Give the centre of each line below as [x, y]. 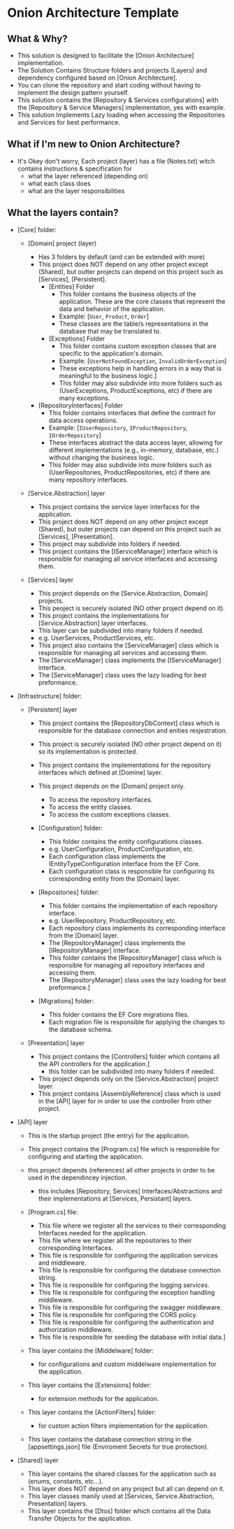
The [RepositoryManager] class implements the [117, 942]
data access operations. [83, 420]
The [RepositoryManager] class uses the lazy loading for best [137, 979]
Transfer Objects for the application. [80, 1518]
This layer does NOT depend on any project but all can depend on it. [126, 1488]
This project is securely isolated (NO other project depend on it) [130, 744]
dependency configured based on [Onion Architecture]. [97, 78]
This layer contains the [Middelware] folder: [90, 1350]
